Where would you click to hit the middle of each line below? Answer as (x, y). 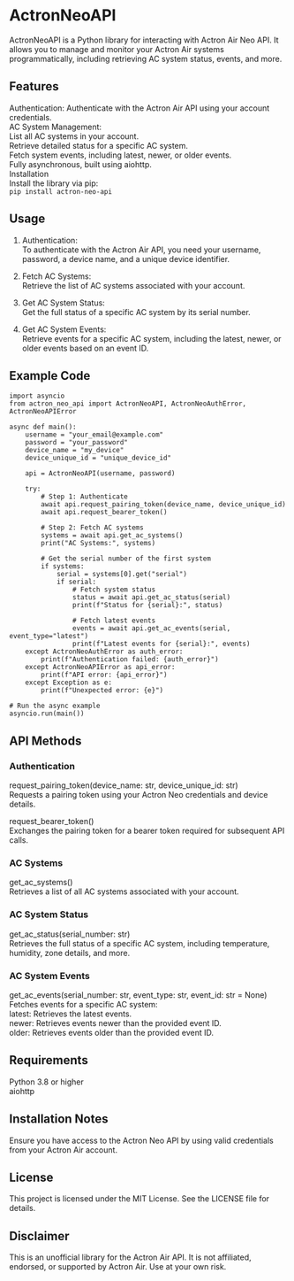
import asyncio (37, 396)
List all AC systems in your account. (74, 136)
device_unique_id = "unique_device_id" (98, 458)
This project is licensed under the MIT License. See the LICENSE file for (139, 1199)
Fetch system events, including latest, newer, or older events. (121, 155)
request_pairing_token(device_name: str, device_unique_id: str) (124, 785)
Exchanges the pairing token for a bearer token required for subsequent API (147, 831)
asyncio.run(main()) (47, 714)
